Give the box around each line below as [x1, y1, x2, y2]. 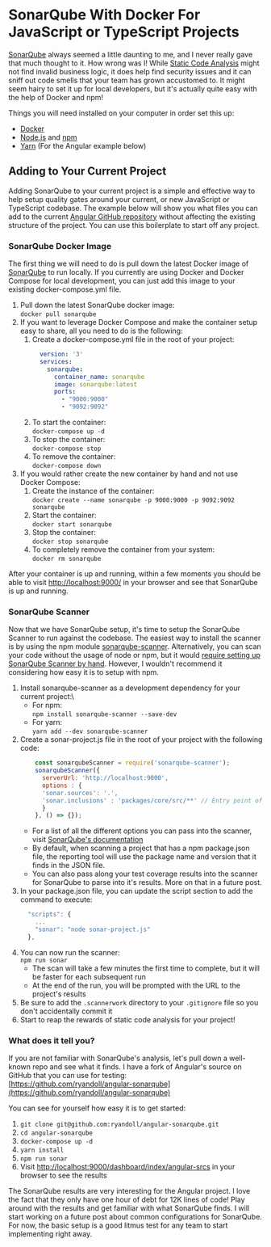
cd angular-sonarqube [19, 1129, 93, 1137]
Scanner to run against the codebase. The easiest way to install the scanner [8, 633, 261, 643]
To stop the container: [31, 435, 106, 444]
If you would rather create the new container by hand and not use [19, 469, 239, 478]
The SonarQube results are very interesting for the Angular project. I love [8, 1186, 251, 1196]
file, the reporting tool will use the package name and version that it [31, 852, 256, 862]
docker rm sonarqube [31, 555, 102, 563]
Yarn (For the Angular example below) [19, 141, 147, 150]
